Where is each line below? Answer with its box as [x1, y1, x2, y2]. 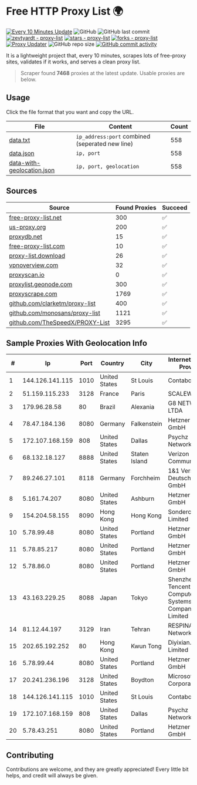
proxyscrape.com [9, 289, 57, 298]
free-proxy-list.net [9, 213, 62, 221]
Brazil [99, 403, 116, 411]
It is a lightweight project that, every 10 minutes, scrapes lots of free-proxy [6, 52, 186, 59]
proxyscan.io [9, 271, 45, 279]
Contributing [6, 750, 54, 760]
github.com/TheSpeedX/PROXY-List [9, 318, 110, 326]
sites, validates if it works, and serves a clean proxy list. [6, 58, 141, 65]
